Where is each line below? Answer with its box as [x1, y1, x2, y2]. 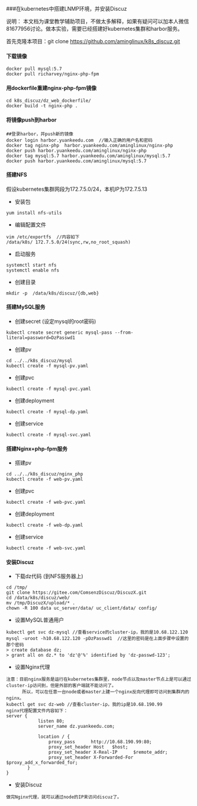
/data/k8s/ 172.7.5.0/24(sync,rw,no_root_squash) [6, 239, 131, 245]
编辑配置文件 [14, 221, 46, 228]
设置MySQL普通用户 [14, 616, 64, 623]
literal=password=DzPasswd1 [6, 335, 76, 341]
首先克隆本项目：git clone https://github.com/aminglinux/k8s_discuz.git [6, 38, 180, 44]
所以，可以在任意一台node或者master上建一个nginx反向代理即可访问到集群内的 [21, 689, 190, 695]
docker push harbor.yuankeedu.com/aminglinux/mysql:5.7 [6, 158, 147, 164]
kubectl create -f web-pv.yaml [6, 476, 83, 482]
